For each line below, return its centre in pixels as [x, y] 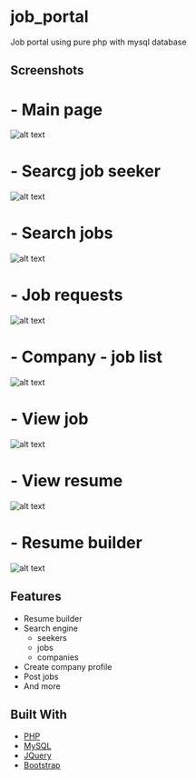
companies [58, 657]
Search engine [51, 628]
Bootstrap [42, 765]
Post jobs [41, 676]
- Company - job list [86, 357]
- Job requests [67, 295]
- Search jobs [62, 233]
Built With [39, 715]
